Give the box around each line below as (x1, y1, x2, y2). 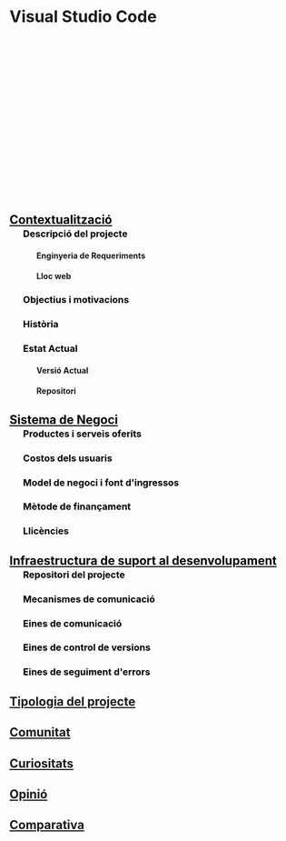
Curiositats (9, 756, 74, 771)
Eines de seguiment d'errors (22, 666, 151, 678)
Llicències (22, 525, 70, 537)
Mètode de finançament (22, 500, 132, 513)
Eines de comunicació (22, 616, 123, 629)
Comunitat (9, 725, 71, 740)
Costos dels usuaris (22, 452, 113, 465)
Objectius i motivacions (22, 294, 130, 306)
